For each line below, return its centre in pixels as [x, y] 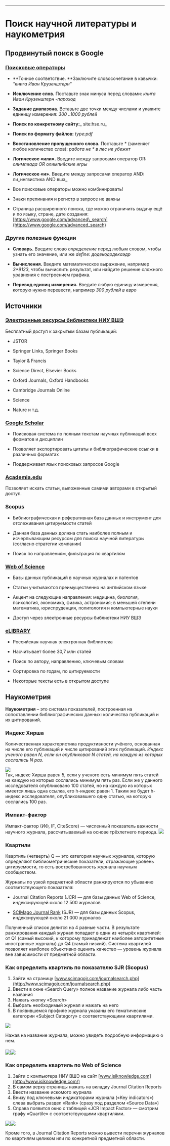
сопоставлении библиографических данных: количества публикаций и [82, 715]
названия [23, 995]
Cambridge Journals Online [41, 390]
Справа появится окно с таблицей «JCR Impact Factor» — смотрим [85, 1109]
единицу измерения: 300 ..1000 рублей [55, 114]
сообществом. [21, 872]
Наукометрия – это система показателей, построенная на [69, 709]
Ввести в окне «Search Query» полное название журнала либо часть [87, 989]
